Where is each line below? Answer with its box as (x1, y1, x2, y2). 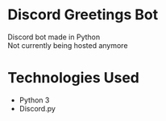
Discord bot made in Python (7, 32, 101, 42)
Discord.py (19, 103, 56, 113)
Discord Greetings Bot (7, 6, 159, 24)
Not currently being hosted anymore (7, 40, 128, 50)
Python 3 (19, 95, 50, 105)
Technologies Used (7, 69, 140, 87)
